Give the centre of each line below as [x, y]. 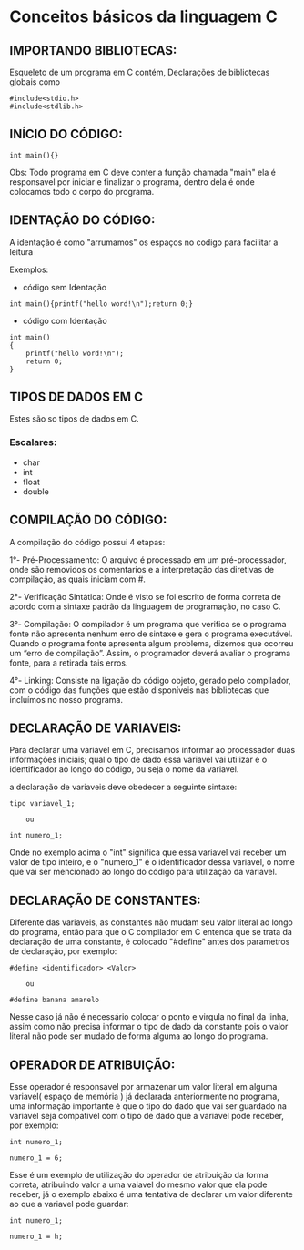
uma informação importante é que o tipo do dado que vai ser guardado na [148, 1106]
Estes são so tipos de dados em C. [74, 419]
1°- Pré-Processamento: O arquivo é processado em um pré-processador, [148, 559]
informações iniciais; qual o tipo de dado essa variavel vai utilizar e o [138, 760]
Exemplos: [29, 269]
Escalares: [33, 442]
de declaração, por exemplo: [63, 951]
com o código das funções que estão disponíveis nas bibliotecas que [139, 690]
